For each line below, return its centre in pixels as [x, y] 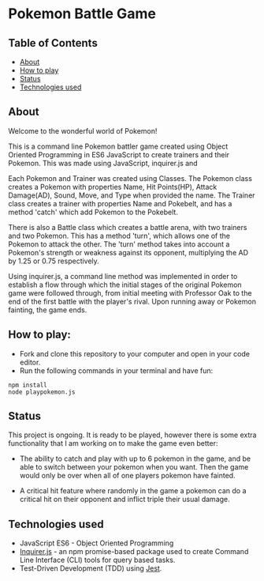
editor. [30, 362]
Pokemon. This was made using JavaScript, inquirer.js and [103, 163]
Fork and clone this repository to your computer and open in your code [135, 353]
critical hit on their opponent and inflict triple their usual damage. [125, 500]
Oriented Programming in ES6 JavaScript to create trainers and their [119, 154]
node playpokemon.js [42, 392]
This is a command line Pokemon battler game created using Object [118, 146]
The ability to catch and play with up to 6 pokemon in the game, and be [135, 458]
